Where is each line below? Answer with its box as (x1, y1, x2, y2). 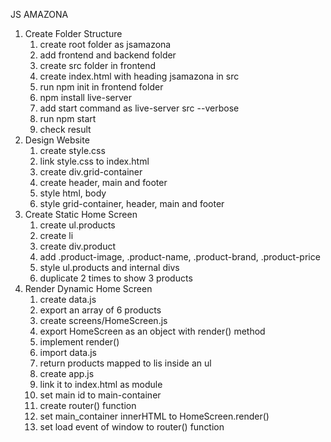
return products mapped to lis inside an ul (39, 357, 212, 369)
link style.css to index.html (39, 155, 150, 167)
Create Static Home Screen (24, 209, 138, 220)
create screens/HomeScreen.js (39, 315, 168, 326)
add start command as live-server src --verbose (39, 102, 240, 114)
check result (39, 124, 92, 135)
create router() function (39, 400, 137, 411)
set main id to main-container (39, 389, 162, 401)
